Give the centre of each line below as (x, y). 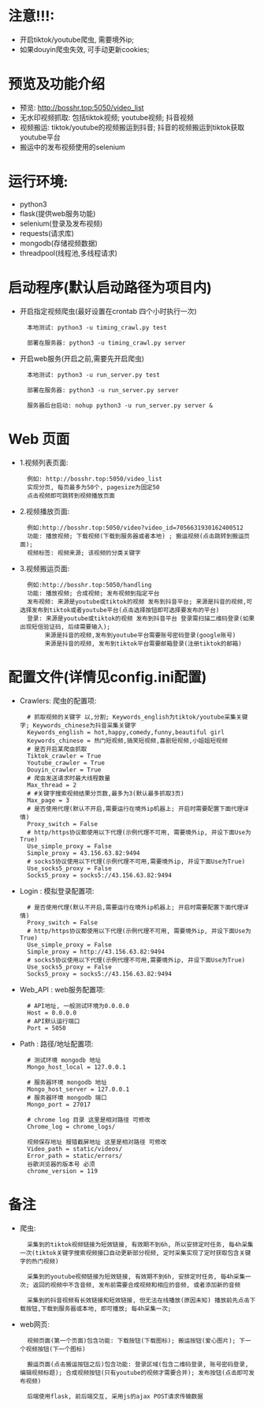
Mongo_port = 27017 (59, 1104)
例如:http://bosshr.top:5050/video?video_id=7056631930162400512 (136, 528)
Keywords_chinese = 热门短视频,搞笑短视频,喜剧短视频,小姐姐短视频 (128, 741)
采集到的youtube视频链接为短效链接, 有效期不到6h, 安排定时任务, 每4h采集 (136, 1276)
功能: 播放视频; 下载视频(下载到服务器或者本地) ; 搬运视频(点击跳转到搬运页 (139, 536)
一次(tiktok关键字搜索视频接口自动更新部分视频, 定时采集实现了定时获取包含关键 (135, 1253)
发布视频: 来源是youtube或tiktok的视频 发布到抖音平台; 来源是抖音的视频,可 (140, 601)
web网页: (34, 1324)
